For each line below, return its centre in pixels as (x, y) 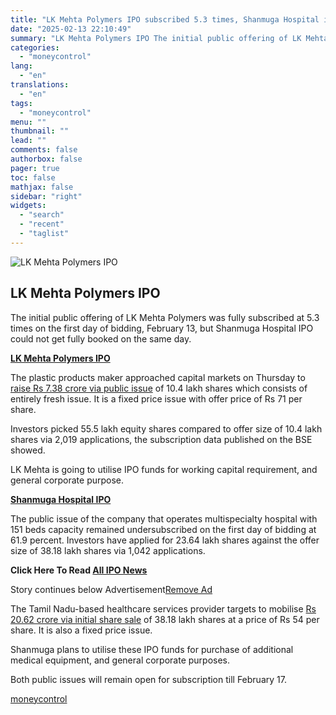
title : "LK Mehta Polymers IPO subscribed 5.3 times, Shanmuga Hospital (165, 19)
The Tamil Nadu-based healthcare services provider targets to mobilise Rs (163, 608)
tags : (21, 103)
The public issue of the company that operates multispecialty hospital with (164, 518)
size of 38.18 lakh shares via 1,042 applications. (108, 550)
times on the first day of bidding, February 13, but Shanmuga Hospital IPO (162, 328)
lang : (21, 66)
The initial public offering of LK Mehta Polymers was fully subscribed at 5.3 (165, 317)
